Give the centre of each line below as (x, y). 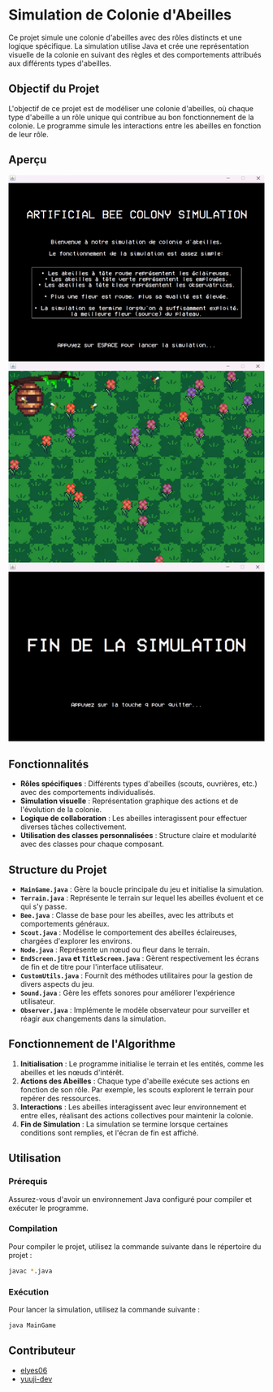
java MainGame (32, 1325)
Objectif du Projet (54, 89)
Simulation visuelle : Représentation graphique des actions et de (129, 801)
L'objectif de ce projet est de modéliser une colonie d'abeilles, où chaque (131, 108)
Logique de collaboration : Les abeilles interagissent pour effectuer (134, 819)
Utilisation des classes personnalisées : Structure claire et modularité (139, 836)
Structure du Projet (58, 869)
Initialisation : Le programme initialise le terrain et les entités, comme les (142, 1063)
